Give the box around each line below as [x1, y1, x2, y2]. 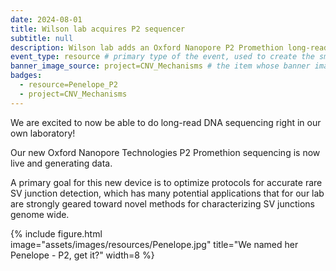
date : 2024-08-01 [10, 14, 83, 25]
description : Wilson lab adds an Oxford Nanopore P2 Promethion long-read [10, 42, 329, 53]
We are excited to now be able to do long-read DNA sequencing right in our [10, 116, 322, 128]
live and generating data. [10, 157, 113, 169]
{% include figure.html [10, 227, 103, 240]
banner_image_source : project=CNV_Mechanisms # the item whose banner [10, 61, 311, 71]
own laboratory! [10, 127, 76, 139]
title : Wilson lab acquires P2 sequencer [10, 24, 186, 34]
